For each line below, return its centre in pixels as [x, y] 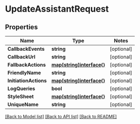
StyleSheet [21, 96]
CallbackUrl [21, 57]
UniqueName [23, 104]
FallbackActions [27, 65]
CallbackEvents [26, 49]
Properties [21, 27]
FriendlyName [24, 73]
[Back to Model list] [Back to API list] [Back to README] [61, 116]
